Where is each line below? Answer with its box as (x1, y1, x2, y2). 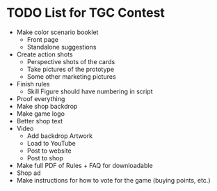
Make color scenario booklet (16, 28, 99, 36)
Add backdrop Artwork (26, 131, 93, 140)
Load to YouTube (26, 139, 76, 147)
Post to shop (26, 153, 64, 162)
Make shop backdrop (16, 102, 78, 110)
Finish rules (16, 79, 50, 88)
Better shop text (16, 116, 63, 125)
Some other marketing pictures (26, 72, 116, 81)
